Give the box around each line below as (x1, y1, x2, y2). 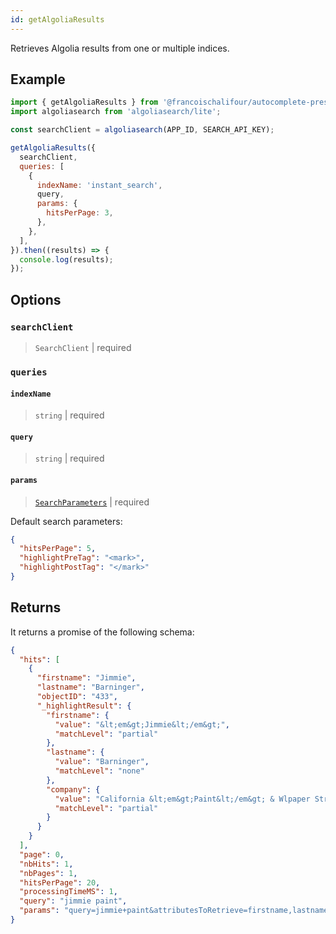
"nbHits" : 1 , (19, 859, 74, 869)
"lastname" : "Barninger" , (36, 682, 145, 693)
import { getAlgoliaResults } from (10, 97, 159, 108)
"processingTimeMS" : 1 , (19, 887, 118, 897)
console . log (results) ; (19, 254, 114, 265)
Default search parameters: (10, 515, 123, 527)
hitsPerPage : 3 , (46, 208, 114, 218)
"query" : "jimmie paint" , (19, 896, 128, 906)
